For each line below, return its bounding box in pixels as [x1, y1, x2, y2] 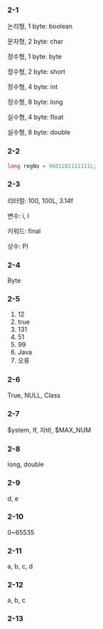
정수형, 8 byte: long [7, 98, 63, 106]
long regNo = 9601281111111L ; [7, 162, 97, 170]
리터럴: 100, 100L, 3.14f [7, 196, 73, 204]
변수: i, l [7, 212, 30, 220]
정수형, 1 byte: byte [7, 52, 63, 61]
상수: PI [7, 241, 28, 250]
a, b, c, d [7, 562, 33, 571]
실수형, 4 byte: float [7, 113, 64, 122]
